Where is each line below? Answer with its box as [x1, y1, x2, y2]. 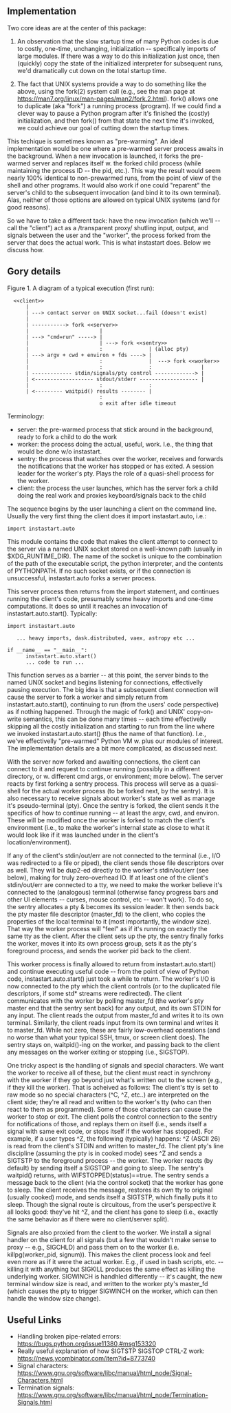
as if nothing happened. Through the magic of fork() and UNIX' [7, 707, 186, 715]
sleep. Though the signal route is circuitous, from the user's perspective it [7, 1200, 217, 1208]
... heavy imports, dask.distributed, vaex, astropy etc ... [16, 634, 195, 642]
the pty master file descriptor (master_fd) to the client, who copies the [7, 910, 206, 918]
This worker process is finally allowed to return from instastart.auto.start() [7, 959, 217, 968]
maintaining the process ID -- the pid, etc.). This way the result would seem [7, 166, 221, 174]
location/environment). [7, 837, 72, 846]
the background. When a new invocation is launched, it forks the [7, 152, 190, 160]
